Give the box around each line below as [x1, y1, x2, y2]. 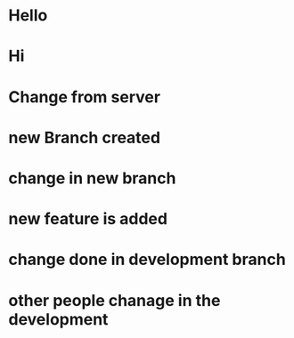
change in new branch [8, 168, 176, 188]
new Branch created [8, 127, 161, 148]
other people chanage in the [8, 290, 221, 310]
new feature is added [8, 209, 168, 229]
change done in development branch [8, 250, 286, 270]
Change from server [8, 86, 161, 107]
